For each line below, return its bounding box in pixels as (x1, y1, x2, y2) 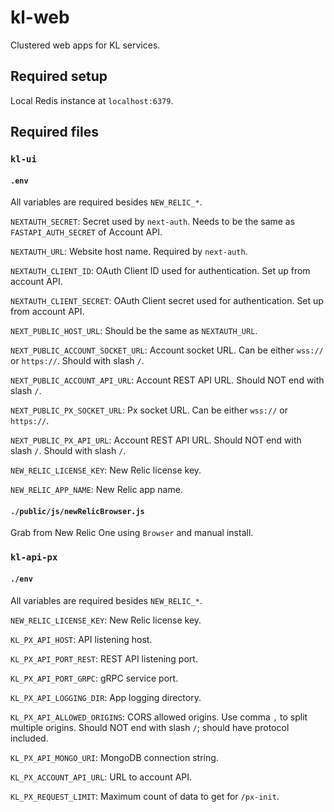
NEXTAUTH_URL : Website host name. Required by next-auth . (10, 246, 248, 258)
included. (10, 732, 49, 744)
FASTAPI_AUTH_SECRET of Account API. (10, 226, 163, 238)
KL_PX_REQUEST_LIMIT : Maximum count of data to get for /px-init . (10, 790, 280, 802)
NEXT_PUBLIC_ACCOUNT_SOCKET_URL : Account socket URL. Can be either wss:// (10, 344, 324, 356)
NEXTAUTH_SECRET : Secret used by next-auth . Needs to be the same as (10, 216, 296, 228)
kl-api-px (10, 552, 58, 563)
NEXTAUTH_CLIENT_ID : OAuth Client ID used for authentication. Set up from (10, 265, 311, 277)
